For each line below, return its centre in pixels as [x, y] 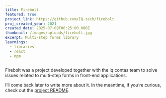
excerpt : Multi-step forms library [42, 38]
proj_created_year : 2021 [31, 24]
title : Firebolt [22, 10]
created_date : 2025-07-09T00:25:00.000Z [48, 28]
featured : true [21, 14]
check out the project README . [37, 91]
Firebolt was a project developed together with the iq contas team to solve [81, 70]
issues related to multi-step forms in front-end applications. [66, 76]
